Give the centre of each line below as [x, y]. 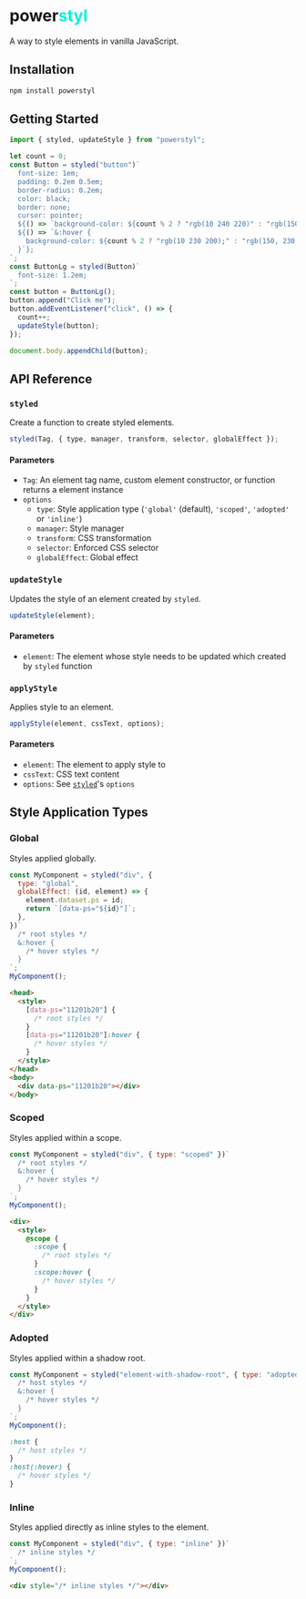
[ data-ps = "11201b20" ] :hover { [83, 1035]
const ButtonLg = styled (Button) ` [75, 266]
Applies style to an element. [61, 707]
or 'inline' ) [59, 519]
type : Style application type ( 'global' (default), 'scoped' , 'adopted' [163, 509]
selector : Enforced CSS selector [97, 548]
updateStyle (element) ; [52, 616]
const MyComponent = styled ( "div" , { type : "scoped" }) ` [120, 1154]
